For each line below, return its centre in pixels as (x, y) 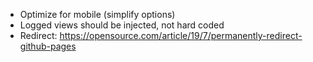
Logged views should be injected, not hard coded (122, 25)
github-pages (48, 46)
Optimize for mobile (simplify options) (97, 14)
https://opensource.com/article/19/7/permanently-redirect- (181, 35)
